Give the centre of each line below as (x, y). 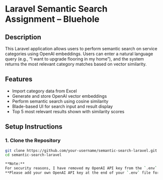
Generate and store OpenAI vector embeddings (59, 96)
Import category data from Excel (44, 91)
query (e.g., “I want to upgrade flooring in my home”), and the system (74, 59)
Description (23, 37)
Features (19, 79)
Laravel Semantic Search (56, 9)
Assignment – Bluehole (52, 19)
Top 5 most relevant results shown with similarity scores (68, 111)
